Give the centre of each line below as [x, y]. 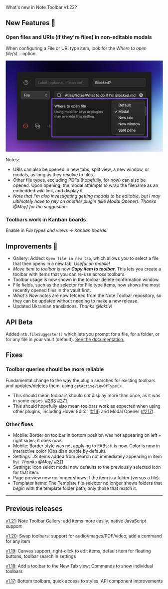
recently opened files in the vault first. [52, 290]
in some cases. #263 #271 [40, 401]
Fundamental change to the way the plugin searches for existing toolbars [81, 380]
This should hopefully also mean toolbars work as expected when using [87, 406]
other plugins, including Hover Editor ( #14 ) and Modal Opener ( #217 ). [84, 411]
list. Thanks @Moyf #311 [38, 462]
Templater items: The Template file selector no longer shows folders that [87, 483]
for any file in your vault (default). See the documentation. [65, 339]
